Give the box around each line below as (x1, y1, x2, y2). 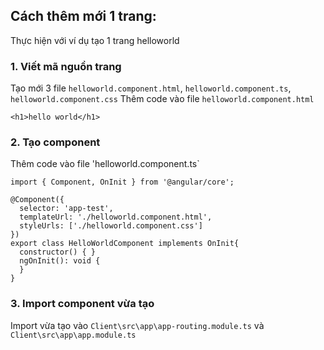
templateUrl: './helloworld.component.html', (19, 212, 213, 223)
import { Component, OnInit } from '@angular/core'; (10, 177, 235, 188)
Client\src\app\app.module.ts (10, 330, 137, 340)
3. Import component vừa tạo (10, 297, 155, 311)
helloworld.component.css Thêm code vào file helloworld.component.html (10, 93, 315, 105)
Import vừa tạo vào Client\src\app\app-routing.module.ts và (10, 319, 265, 331)
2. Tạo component (10, 135, 101, 149)
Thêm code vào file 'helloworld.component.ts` (10, 158, 200, 170)
